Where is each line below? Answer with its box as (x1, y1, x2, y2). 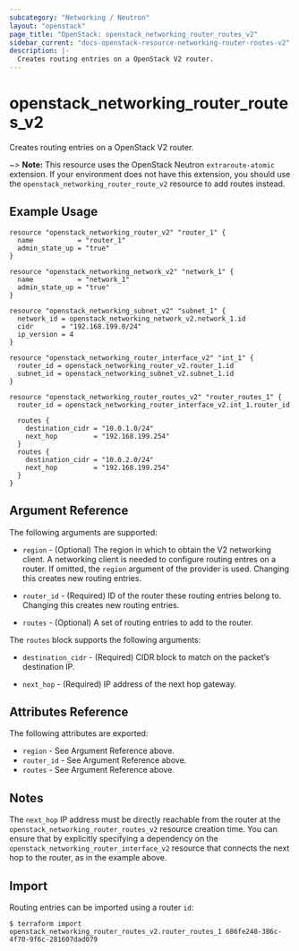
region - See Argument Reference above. (21, 745, 175, 757)
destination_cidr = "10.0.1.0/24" (25, 424, 154, 433)
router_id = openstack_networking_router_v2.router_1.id (17, 361, 235, 370)
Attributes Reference (9, 704, 129, 719)
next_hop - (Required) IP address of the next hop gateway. (21, 678, 237, 690)
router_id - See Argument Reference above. (21, 755, 187, 766)
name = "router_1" (17, 236, 126, 244)
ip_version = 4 (17, 330, 74, 338)
